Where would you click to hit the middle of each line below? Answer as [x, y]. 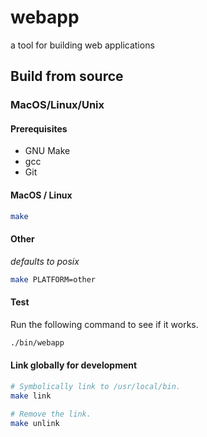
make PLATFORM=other [53, 279]
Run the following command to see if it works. [104, 324]
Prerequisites [39, 128]
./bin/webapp [37, 342]
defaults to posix [45, 261]
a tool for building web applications [82, 45]
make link [31, 396]
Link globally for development [74, 365]
